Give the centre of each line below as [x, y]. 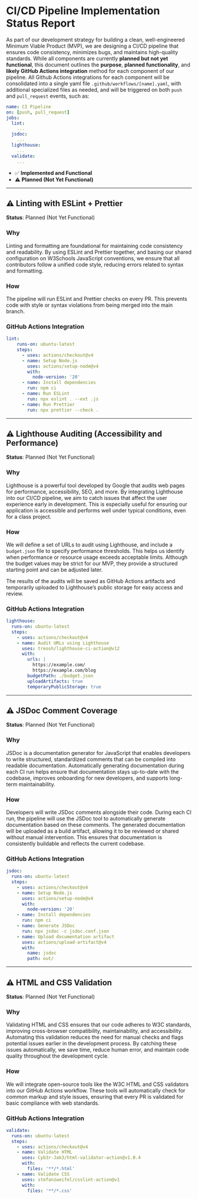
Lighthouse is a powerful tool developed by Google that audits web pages [95, 485]
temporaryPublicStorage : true [64, 687]
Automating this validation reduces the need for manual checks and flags [95, 1037]
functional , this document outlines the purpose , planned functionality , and [98, 64]
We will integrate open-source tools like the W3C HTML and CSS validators [98, 1084]
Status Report [41, 23]
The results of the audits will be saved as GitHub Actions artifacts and [91, 581]
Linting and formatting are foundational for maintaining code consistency [94, 246]
